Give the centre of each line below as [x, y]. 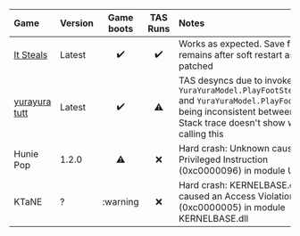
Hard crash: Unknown [224, 148]
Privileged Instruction [223, 159]
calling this [201, 134]
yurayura [33, 102]
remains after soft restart [230, 55]
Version [76, 23]
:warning [121, 202]
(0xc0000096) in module [232, 171]
